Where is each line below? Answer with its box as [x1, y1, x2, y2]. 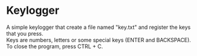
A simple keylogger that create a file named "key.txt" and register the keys [6, 23, 191, 31]
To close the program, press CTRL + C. [6, 43, 104, 50]
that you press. [6, 30, 44, 37]
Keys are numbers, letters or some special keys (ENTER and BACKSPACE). [6, 36, 192, 43]
